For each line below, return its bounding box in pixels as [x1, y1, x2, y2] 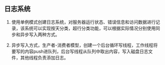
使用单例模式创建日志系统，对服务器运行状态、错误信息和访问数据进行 [11, 19, 156, 25]
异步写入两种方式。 [20, 31, 60, 37]
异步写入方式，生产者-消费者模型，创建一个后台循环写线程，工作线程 [11, 42, 154, 48]
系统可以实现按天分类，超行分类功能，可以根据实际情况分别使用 [24, 25, 156, 31]
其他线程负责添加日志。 [20, 54, 69, 60]
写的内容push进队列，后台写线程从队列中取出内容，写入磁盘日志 [15, 48, 149, 54]
